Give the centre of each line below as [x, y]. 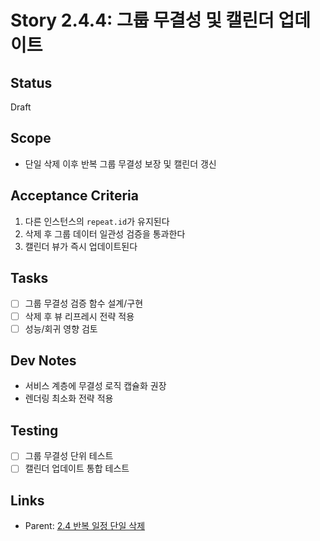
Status [31, 82]
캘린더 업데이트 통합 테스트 [77, 468]
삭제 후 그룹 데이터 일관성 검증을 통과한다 [105, 233]
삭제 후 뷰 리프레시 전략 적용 [79, 316]
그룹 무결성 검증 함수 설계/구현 [84, 303]
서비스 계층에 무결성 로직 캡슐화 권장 [95, 386]
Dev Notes [43, 361]
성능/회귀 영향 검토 [61, 328]
